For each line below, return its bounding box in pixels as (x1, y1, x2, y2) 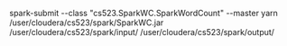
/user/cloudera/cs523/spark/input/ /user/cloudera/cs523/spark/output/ (9, 27, 275, 37)
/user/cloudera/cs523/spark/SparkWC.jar (9, 17, 164, 28)
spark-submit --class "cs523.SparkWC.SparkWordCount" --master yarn (9, 8, 278, 18)
